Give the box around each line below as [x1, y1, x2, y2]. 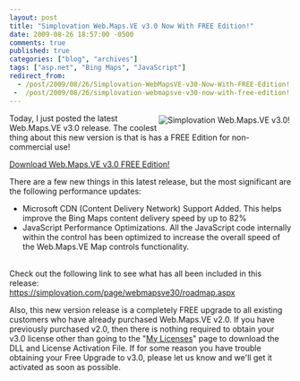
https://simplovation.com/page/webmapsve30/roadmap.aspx [9, 287, 236, 298]
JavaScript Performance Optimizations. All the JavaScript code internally [21, 221, 292, 233]
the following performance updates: [9, 186, 141, 196]
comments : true [9, 38, 66, 48]
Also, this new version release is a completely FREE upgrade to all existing [9, 304, 283, 315]
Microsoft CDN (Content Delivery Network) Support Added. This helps [21, 203, 282, 213]
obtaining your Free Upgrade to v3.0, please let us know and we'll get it [9, 351, 273, 363]
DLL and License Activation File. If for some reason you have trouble [9, 342, 261, 353]
